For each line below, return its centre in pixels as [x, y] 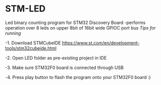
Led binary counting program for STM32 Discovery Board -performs [75, 22]
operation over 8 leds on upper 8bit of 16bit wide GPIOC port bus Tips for [80, 27]
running [13, 33]
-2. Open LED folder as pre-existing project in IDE [56, 57]
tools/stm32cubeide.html [31, 48]
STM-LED [25, 9]
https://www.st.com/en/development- [101, 42]
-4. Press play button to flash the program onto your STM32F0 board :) [78, 77]
